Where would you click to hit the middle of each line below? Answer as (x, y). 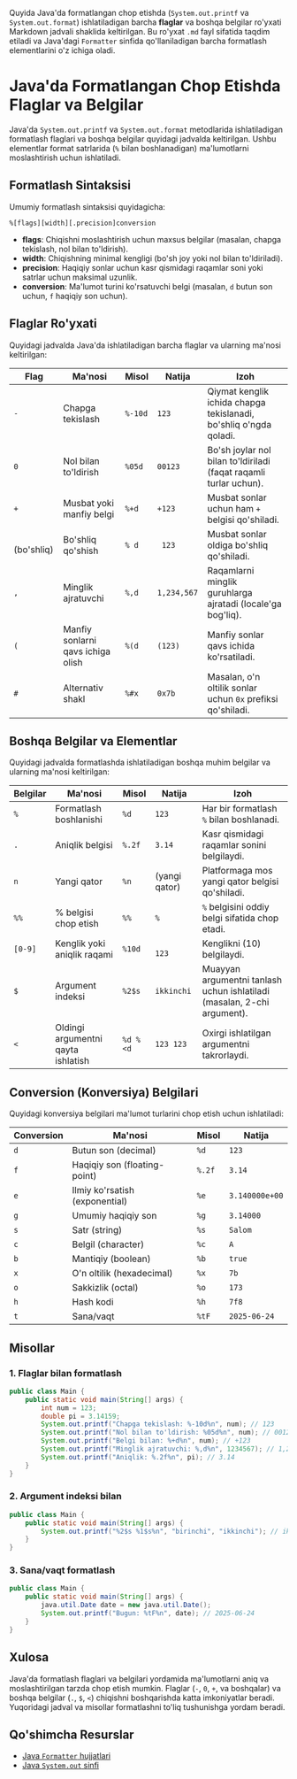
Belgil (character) (108, 1244)
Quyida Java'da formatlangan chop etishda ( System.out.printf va (129, 13)
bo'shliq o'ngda (240, 424)
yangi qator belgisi (240, 882)
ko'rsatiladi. (231, 657)
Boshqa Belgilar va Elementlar (93, 741)
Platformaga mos (237, 871)
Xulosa (29, 1657)
